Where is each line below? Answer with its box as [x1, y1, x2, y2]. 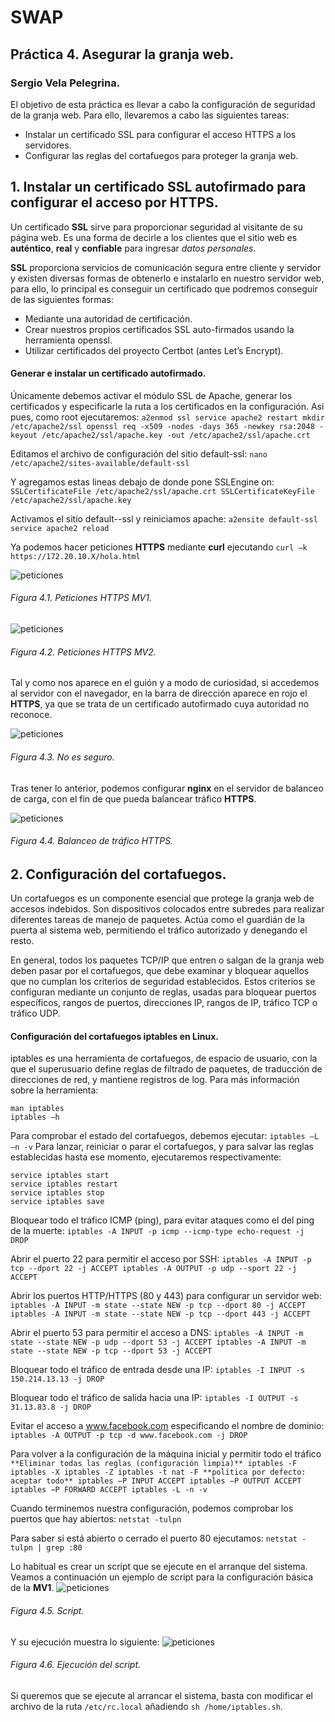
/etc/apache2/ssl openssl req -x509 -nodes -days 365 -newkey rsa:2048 [10, 421, 315, 431]
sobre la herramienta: [10, 1084, 99, 1096]
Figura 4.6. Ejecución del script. [10, 1659, 142, 1671]
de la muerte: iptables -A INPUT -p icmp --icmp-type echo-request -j [10, 1225, 305, 1237]
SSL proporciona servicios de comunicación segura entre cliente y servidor [10, 261, 322, 273]
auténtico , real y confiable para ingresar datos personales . [10, 242, 257, 254]
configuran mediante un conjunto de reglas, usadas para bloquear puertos [10, 986, 317, 998]
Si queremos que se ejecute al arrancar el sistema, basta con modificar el [10, 1689, 313, 1701]
